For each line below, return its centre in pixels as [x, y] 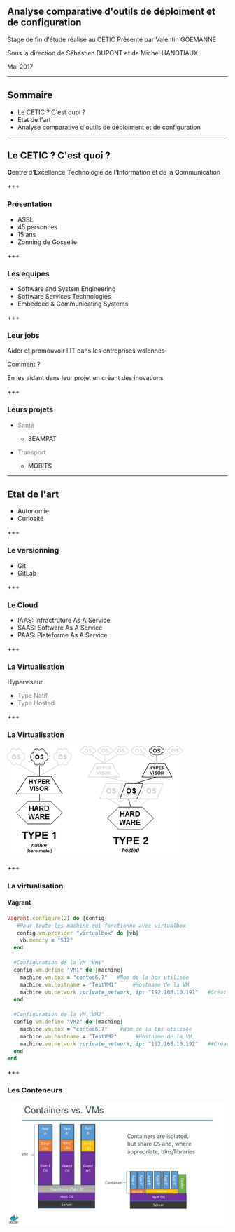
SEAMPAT [42, 438]
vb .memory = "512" [47, 940]
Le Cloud [23, 604]
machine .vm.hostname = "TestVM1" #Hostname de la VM [105, 984]
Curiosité [30, 519]
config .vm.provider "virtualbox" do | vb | [78, 933]
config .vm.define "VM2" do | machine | [69, 1022]
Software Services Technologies [64, 297]
